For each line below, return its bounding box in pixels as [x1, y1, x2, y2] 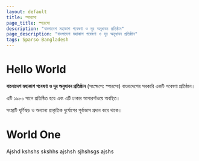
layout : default [6, 8, 47, 15]
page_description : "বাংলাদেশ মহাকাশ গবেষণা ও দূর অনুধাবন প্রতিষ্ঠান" [6, 31, 138, 37]
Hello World [6, 62, 66, 76]
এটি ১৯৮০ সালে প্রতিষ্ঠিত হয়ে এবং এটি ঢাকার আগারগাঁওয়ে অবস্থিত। [6, 94, 121, 102]
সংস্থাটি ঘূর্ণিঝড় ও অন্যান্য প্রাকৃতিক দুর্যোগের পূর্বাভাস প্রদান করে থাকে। [6, 106, 122, 114]
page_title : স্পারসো [6, 20, 50, 26]
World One [6, 128, 62, 142]
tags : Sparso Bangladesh [6, 37, 69, 43]
